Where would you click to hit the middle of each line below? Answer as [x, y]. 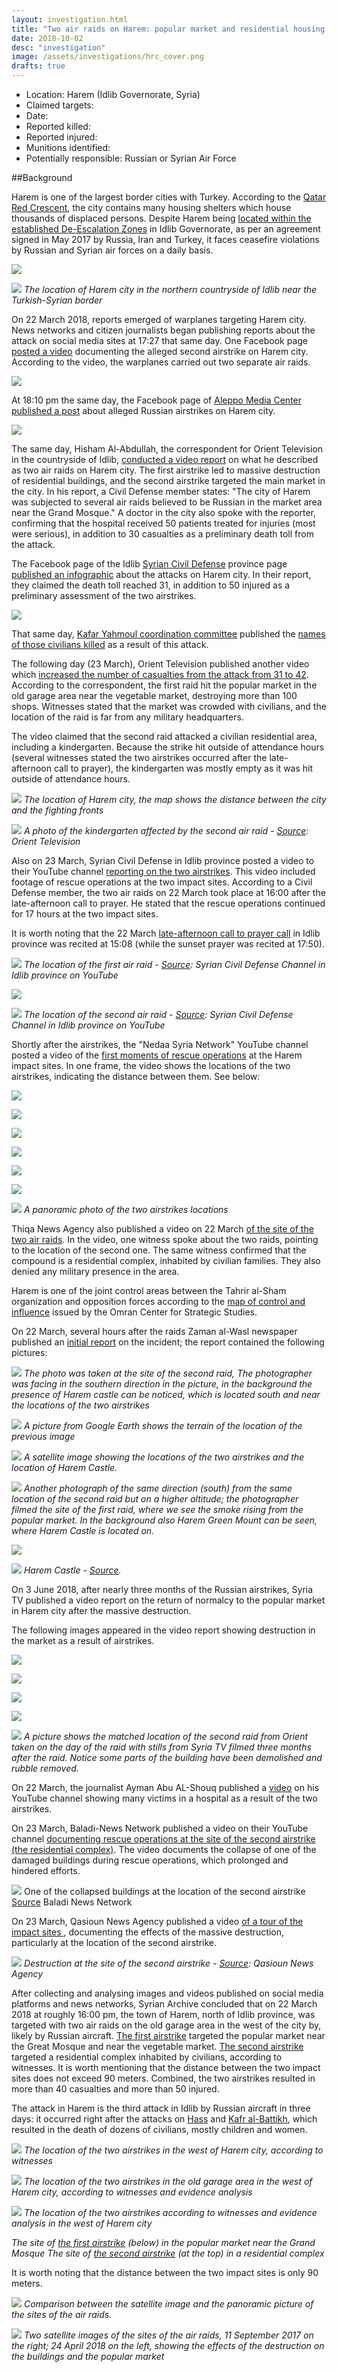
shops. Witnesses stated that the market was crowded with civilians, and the [169, 706]
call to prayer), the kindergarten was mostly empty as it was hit [183, 768]
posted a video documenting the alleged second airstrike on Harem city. [160, 351]
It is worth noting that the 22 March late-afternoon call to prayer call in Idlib [166, 933]
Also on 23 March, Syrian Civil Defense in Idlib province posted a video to [163, 860]
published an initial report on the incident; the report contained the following [168, 1342]
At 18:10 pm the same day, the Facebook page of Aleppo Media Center [157, 400]
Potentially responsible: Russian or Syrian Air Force [131, 158]
